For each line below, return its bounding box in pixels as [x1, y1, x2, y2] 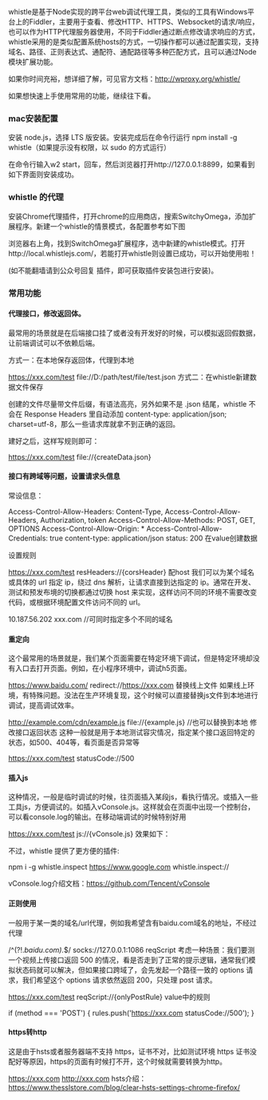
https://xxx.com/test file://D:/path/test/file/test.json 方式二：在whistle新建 [8, 371, 250, 382]
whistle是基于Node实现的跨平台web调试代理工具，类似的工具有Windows [8, 7, 248, 16]
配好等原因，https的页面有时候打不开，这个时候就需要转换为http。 [8, 1056, 227, 1066]
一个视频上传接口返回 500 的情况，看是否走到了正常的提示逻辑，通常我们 [8, 955, 249, 965]
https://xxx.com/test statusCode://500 [8, 753, 135, 763]
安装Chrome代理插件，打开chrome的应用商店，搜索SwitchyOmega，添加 [8, 211, 250, 221]
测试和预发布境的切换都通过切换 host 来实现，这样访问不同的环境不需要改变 [8, 587, 258, 596]
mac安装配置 [8, 113, 58, 124]
